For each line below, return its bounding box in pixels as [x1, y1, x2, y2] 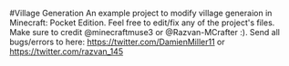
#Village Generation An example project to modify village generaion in [9, 8, 273, 18]
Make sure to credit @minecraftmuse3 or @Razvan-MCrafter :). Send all [9, 27, 281, 37]
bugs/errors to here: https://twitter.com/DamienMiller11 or [9, 36, 225, 47]
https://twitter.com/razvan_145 [9, 46, 124, 57]
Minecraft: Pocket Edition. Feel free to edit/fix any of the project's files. [9, 17, 275, 28]
